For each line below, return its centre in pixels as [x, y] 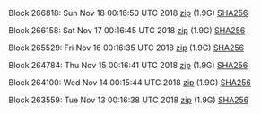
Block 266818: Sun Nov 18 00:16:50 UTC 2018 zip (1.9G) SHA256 [128, 13]
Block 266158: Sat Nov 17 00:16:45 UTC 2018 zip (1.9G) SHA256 [127, 30]
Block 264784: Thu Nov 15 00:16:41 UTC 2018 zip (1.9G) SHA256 [128, 65]
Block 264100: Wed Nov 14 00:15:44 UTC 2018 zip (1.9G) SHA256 [130, 83]
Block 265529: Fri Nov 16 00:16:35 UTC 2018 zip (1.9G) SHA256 [126, 48]
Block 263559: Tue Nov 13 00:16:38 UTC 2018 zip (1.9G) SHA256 [129, 100]
